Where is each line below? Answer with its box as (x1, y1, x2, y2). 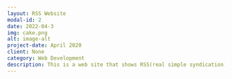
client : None (7, 49, 45, 56)
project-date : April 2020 (7, 42, 81, 49)
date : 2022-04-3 (7, 23, 54, 30)
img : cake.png (7, 29, 48, 36)
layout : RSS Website (7, 10, 67, 17)
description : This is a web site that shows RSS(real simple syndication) (7, 61, 227, 68)
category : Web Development (7, 55, 85, 62)
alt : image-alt (7, 36, 51, 43)
